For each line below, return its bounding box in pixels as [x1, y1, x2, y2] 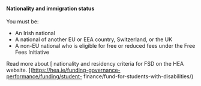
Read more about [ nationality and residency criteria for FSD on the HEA [6, 60, 184, 67]
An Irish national [14, 30, 55, 37]
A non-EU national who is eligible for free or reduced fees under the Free [14, 42, 196, 50]
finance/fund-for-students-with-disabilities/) [83, 73, 194, 80]
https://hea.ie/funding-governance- [32, 66, 121, 74]
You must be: [6, 18, 39, 25]
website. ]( [6, 66, 33, 74]
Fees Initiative [14, 48, 50, 56]
